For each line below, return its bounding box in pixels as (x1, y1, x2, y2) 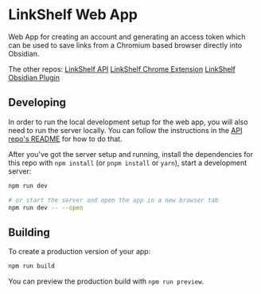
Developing (8, 96, 66, 109)
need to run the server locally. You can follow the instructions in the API (8, 125, 243, 135)
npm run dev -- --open (8, 203, 84, 212)
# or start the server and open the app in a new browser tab (8, 196, 219, 204)
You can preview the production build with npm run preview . (8, 276, 205, 286)
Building (8, 225, 50, 239)
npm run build (8, 262, 56, 270)
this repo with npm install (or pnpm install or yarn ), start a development (8, 158, 247, 167)
